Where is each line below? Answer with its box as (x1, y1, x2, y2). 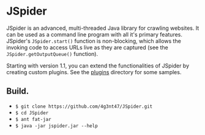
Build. (6, 86, 29, 97)
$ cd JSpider (15, 109, 49, 116)
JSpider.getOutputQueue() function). (6, 50, 99, 57)
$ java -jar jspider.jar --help (15, 123, 98, 129)
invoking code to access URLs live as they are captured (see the (6, 44, 168, 51)
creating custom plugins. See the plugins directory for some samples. (6, 68, 182, 75)
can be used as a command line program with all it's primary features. (6, 30, 182, 38)
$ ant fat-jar (15, 116, 51, 122)
